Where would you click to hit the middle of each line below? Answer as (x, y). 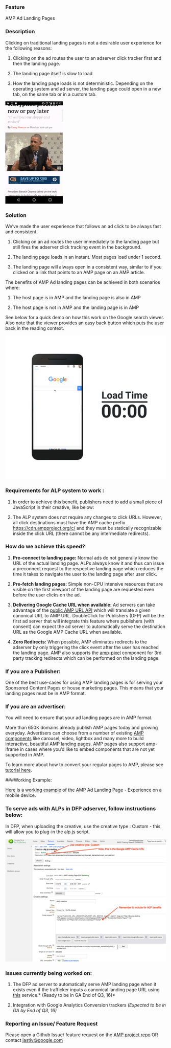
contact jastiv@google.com (34, 1040)
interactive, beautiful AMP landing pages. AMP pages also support (75, 744)
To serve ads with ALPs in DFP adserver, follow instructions (81, 809)
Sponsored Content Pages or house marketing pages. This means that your (85, 688)
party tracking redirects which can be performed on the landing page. (86, 658)
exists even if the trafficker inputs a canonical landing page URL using (86, 989)
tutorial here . (19, 770)
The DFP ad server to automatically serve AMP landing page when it (84, 984)
